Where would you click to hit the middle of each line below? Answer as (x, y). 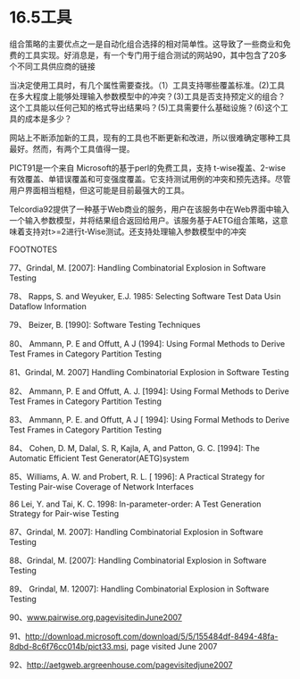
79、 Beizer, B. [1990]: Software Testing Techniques (105, 324)
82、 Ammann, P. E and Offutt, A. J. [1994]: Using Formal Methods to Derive (150, 391)
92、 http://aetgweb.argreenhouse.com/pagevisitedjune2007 (121, 665)
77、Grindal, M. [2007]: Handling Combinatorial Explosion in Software (137, 267)
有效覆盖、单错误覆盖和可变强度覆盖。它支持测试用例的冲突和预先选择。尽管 (150, 179)
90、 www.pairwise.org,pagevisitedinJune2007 (96, 617)
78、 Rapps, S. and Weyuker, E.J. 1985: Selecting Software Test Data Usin (145, 296)
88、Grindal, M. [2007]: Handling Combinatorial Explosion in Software (138, 560)
